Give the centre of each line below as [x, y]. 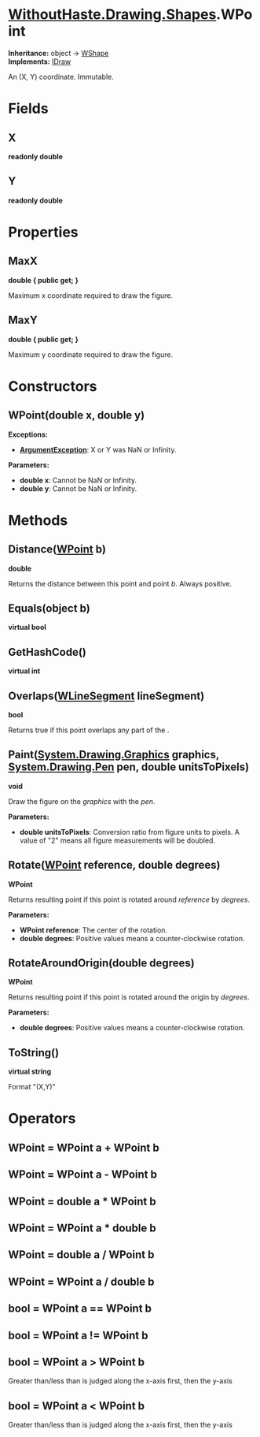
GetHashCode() [47, 652]
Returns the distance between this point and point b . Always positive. [120, 583]
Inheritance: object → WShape [59, 53]
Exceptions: [28, 434]
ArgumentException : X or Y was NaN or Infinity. [98, 449]
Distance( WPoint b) [57, 549]
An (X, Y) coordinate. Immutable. [61, 76]
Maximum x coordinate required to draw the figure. [90, 295]
